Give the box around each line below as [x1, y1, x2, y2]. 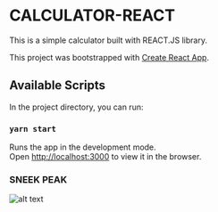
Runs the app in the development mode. [9, 142, 156, 152]
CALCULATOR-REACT [9, 5, 176, 26]
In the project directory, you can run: [9, 102, 144, 112]
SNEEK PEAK [9, 173, 68, 185]
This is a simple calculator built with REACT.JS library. [9, 35, 208, 45]
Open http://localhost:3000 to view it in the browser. [9, 151, 202, 162]
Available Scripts [9, 77, 105, 94]
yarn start [9, 124, 56, 134]
